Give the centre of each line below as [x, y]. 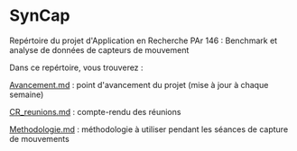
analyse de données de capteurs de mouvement [99, 49]
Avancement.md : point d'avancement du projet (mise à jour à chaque [139, 84]
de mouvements [39, 138]
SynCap [40, 16]
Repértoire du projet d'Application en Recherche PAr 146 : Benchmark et [144, 40]
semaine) [27, 94]
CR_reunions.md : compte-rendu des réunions [95, 111]
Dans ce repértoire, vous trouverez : [76, 67]
